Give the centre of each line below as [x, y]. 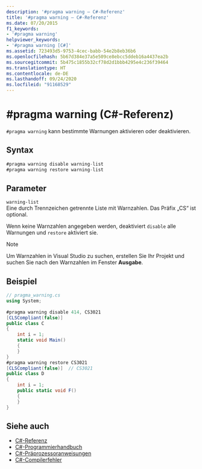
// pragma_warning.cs [33, 295]
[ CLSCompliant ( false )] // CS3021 [50, 368]
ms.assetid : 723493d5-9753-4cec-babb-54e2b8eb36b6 [71, 51]
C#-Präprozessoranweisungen [53, 453]
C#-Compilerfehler [38, 460]
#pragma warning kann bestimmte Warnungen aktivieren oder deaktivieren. [99, 131]
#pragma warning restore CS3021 [47, 362]
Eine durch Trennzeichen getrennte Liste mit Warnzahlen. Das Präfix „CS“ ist [101, 208]
